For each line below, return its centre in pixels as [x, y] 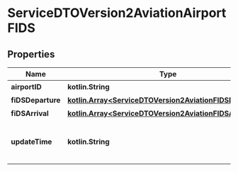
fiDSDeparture [36, 100]
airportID [26, 87]
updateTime [32, 142]
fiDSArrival [30, 113]
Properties [31, 54]
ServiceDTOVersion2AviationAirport [117, 13]
